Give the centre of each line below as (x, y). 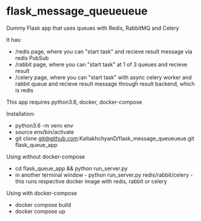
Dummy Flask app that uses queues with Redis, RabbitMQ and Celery (93, 28)
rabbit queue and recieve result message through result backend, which (105, 84)
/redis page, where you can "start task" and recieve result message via (104, 51)
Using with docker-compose (42, 193)
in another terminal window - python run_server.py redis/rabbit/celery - (104, 175)
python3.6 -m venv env (44, 125)
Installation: (21, 114)
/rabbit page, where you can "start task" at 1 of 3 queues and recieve (101, 64)
